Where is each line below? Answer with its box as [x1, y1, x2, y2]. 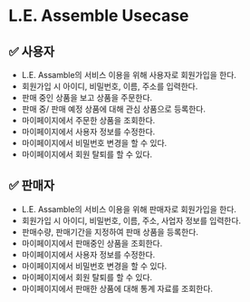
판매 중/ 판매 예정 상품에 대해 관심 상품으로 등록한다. [21, 103, 206, 114]
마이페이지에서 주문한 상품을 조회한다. [21, 115, 156, 125]
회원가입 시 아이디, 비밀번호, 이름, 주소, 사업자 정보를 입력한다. [21, 215, 242, 226]
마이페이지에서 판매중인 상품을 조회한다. [21, 238, 163, 248]
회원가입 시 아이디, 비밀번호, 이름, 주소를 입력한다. [21, 81, 198, 92]
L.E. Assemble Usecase [8, 5, 189, 26]
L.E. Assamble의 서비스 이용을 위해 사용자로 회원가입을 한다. [21, 70, 237, 80]
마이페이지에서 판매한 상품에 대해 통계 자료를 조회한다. [21, 283, 214, 294]
